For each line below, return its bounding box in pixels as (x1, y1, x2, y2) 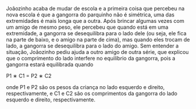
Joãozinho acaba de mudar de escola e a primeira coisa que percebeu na (6, 5, 185, 12)
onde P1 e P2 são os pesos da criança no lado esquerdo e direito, (6, 84, 165, 90)
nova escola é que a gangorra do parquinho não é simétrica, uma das (6, 11, 175, 18)
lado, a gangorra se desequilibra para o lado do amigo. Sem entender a (6, 42, 179, 49)
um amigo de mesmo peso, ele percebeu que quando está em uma (6, 23, 169, 30)
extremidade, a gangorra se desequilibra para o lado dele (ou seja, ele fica (6, 30, 187, 37)
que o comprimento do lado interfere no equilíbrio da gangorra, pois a (6, 55, 175, 62)
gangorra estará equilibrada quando (6, 61, 94, 68)
